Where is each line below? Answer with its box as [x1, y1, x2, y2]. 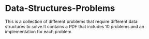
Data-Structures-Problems [5, 3, 115, 14]
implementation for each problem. [5, 29, 73, 34]
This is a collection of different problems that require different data [5, 19, 138, 24]
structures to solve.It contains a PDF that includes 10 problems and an [5, 23, 144, 29]
